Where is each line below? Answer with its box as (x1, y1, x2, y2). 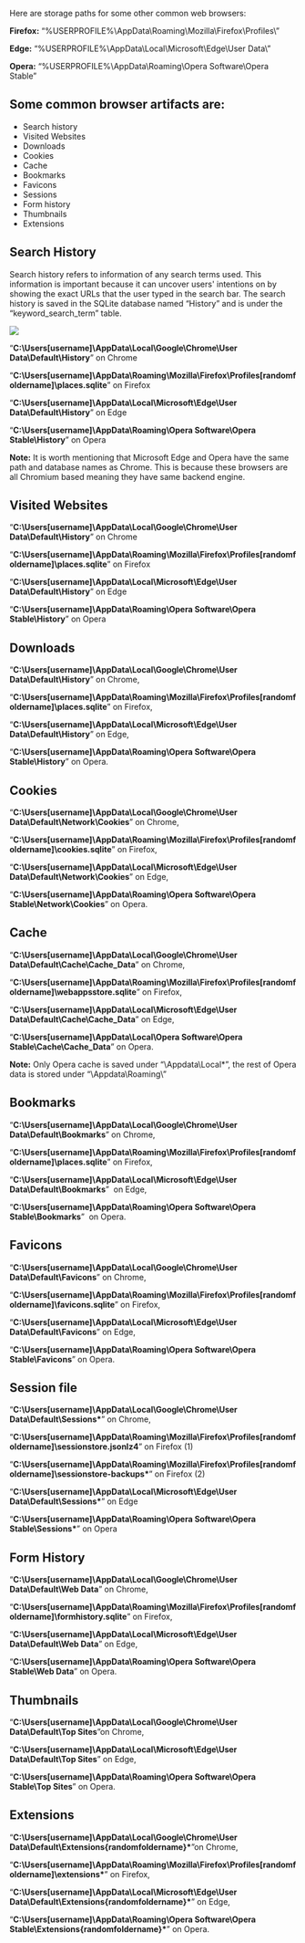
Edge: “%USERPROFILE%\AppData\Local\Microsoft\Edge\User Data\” (9, 43, 271, 54)
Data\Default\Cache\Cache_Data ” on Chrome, (9, 958, 186, 970)
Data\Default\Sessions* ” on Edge (9, 1496, 138, 1507)
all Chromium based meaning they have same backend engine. (9, 471, 246, 482)
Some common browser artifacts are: (9, 97, 226, 112)
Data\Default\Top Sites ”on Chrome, (9, 1726, 145, 1737)
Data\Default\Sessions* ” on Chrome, (9, 1414, 152, 1425)
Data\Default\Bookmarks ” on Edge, (9, 1184, 147, 1195)
